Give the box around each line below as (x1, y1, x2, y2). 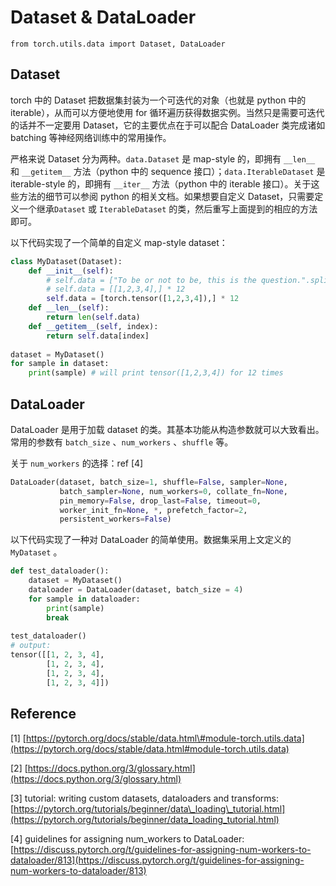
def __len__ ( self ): (28, 303, 110, 313)
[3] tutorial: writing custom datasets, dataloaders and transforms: (10, 792, 279, 804)
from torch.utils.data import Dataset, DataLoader (10, 39, 226, 49)
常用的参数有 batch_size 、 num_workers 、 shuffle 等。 (10, 436, 234, 448)
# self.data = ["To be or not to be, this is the (46, 275, 257, 285)
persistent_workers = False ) (59, 514, 172, 525)
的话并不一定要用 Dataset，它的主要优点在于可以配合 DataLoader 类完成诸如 (10, 119, 326, 131)
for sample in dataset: (10, 359, 110, 369)
